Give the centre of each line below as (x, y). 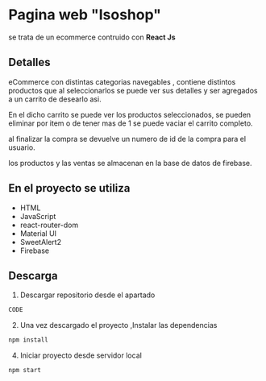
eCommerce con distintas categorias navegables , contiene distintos (122, 81)
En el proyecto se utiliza (69, 188)
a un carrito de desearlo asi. (55, 99)
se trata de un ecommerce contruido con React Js (92, 37)
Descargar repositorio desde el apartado (87, 295)
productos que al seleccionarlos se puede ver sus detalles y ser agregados (133, 90)
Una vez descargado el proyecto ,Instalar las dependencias (118, 325)
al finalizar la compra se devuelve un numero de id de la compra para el (127, 139)
